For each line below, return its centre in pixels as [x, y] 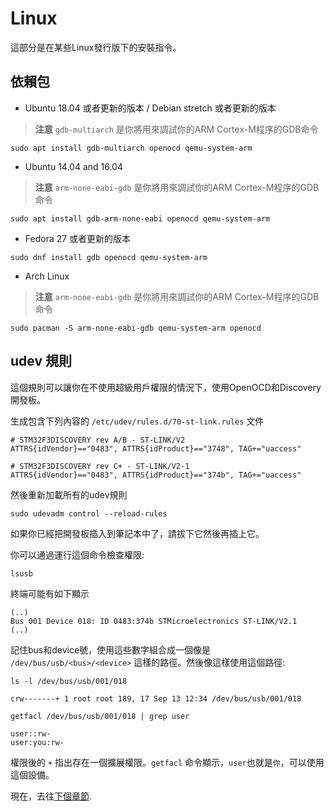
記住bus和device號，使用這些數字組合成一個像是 [111, 649]
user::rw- [31, 733]
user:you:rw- [37, 742]
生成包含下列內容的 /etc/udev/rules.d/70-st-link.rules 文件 [137, 421]
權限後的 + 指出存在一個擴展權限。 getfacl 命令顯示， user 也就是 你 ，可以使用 [167, 762]
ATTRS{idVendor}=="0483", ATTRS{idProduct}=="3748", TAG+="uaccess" [156, 448]
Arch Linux [47, 276]
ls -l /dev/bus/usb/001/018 [69, 681]
